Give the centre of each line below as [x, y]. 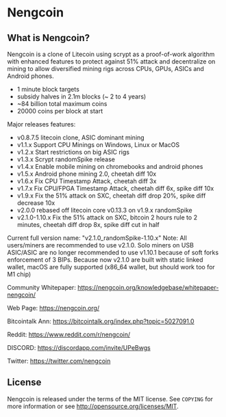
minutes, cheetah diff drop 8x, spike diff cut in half [88, 225]
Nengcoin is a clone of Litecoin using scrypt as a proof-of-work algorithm [111, 54]
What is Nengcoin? [49, 38]
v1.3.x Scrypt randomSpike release [66, 159]
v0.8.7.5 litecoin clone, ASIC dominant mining [81, 137]
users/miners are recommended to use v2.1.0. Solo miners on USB [100, 245]
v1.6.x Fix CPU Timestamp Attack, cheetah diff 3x [87, 181]
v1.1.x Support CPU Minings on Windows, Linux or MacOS [98, 145]
